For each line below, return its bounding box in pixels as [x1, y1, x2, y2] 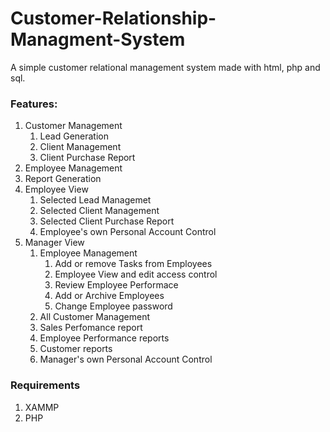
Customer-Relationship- [10, 7, 217, 30]
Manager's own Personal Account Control [39, 353, 213, 366]
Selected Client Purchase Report [39, 215, 175, 227]
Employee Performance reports [39, 332, 170, 344]
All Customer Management [39, 311, 151, 323]
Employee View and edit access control [54, 268, 218, 281]
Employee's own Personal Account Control [39, 226, 217, 238]
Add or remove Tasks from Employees [54, 258, 213, 270]
